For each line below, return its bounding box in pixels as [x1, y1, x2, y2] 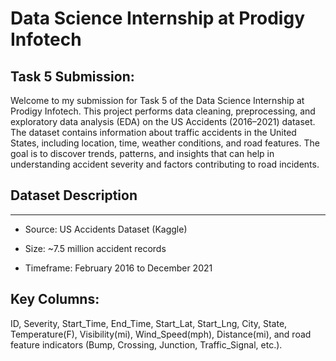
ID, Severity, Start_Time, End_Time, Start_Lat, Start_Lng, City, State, [10, 317, 288, 329]
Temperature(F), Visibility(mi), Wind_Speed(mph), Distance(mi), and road [10, 328, 312, 340]
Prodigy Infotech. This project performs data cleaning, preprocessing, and [10, 105, 316, 117]
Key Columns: [10, 291, 100, 308]
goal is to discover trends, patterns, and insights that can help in [10, 148, 275, 159]
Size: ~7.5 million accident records [24, 242, 167, 254]
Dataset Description [10, 187, 138, 204]
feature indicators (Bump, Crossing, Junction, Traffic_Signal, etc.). [10, 338, 283, 351]
